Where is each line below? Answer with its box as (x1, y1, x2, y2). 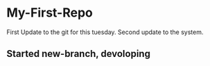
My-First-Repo (6, 5, 93, 21)
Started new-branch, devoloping (6, 48, 150, 60)
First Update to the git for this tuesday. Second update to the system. (6, 28, 204, 36)
